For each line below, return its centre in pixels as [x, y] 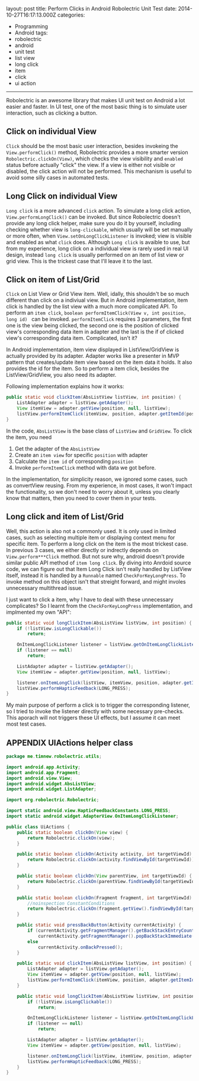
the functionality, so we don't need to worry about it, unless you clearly [93, 491]
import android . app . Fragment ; [44, 773]
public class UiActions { [38, 827]
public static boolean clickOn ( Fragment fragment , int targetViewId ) [105, 898]
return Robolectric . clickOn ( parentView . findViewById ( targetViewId [111, 881]
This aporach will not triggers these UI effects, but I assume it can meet [93, 718]
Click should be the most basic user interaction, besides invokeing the [92, 146]
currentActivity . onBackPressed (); [80, 947]
